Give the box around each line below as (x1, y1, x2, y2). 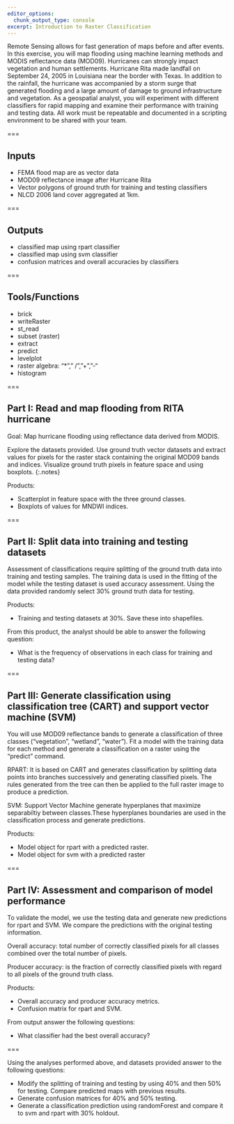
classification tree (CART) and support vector (7, 701, 209, 712)
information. (7, 928, 42, 937)
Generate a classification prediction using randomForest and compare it (17, 1102, 224, 1110)
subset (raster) (17, 331, 61, 340)
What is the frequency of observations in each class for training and (17, 648, 212, 657)
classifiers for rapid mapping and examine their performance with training (7, 102, 219, 110)
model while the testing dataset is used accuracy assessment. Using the (7, 579, 214, 588)
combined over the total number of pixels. (7, 949, 127, 958)
